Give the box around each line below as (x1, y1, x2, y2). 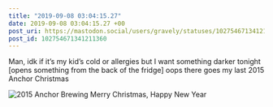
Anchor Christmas (8, 74, 69, 83)
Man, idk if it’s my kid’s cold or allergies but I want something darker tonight (8, 57, 262, 66)
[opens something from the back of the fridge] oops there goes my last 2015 (8, 66, 265, 75)
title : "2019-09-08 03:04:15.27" (8, 11, 122, 20)
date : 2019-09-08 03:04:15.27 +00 (8, 19, 126, 28)
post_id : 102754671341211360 (8, 34, 107, 43)
